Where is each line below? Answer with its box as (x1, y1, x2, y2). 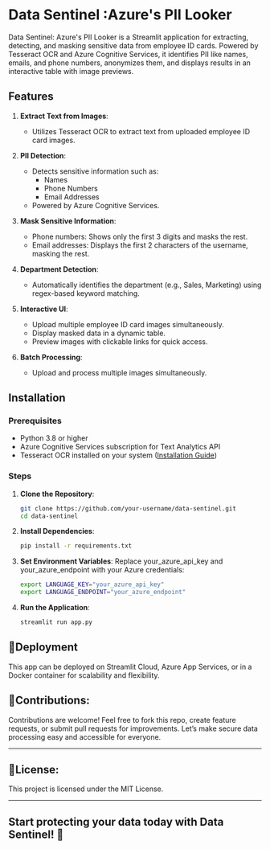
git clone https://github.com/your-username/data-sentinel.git (19, 504, 237, 512)
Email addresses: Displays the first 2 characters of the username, (31, 240, 249, 250)
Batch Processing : (19, 352, 83, 362)
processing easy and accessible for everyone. (8, 732, 162, 741)
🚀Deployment (8, 641, 78, 654)
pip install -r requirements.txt (19, 542, 133, 550)
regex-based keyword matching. (31, 288, 141, 298)
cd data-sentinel (19, 512, 79, 520)
